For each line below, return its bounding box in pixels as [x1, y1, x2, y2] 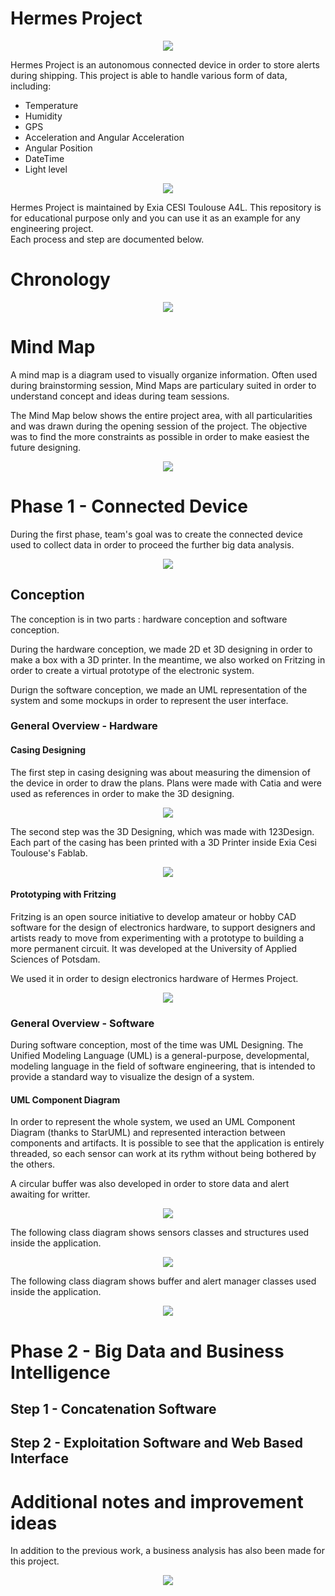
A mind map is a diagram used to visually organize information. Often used [10, 368, 318, 381]
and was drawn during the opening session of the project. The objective [10, 420, 308, 432]
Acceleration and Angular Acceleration [24, 131, 185, 143]
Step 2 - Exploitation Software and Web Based [10, 1435, 303, 1452]
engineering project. [10, 222, 94, 234]
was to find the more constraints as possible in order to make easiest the [10, 430, 310, 442]
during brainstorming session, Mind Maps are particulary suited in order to [10, 379, 317, 391]
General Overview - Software [10, 1016, 155, 1030]
